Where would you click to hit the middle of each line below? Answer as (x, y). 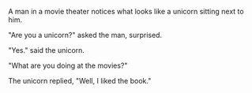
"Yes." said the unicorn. (47, 50)
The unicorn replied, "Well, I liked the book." (80, 81)
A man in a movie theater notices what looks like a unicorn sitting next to (126, 11)
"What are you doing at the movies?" (68, 65)
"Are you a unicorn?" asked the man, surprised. (85, 35)
